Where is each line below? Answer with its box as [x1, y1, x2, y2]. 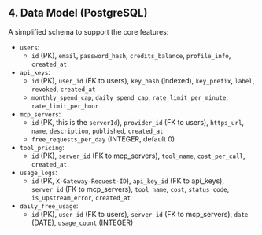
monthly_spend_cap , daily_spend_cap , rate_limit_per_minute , [31, 92, 229, 101]
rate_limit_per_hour [31, 102, 99, 110]
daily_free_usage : [19, 200, 79, 211]
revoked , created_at [31, 84, 96, 94]
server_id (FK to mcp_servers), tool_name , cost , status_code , [31, 184, 230, 193]
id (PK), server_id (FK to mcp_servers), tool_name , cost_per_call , [31, 151, 245, 160]
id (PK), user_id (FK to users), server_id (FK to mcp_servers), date [31, 209, 249, 218]
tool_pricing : [19, 142, 65, 152]
